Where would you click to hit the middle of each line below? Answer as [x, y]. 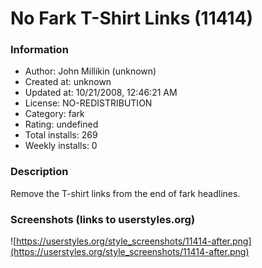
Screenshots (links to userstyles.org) [103, 219]
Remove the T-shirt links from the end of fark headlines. [125, 193]
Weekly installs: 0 [61, 146]
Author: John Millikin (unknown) [90, 71]
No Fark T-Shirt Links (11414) [132, 18]
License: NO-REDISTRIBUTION [88, 103]
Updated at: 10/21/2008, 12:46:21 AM [101, 93]
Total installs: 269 [61, 135]
